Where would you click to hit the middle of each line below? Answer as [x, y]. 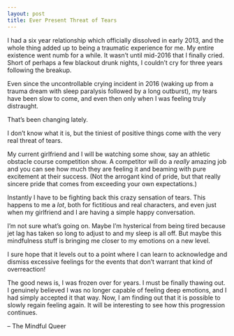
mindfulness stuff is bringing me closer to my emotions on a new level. [109, 240]
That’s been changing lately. [48, 119]
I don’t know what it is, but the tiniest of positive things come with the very [114, 133]
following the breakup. [39, 70]
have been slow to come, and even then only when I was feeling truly [107, 98]
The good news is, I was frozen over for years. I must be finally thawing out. [116, 282]
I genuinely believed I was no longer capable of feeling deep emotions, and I [117, 290]
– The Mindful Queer [37, 325]
